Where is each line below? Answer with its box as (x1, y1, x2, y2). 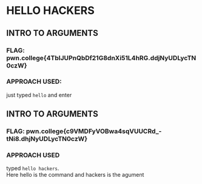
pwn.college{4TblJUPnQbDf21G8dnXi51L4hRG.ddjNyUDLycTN (6, 53, 197, 62)
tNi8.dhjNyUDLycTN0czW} (6, 135, 88, 143)
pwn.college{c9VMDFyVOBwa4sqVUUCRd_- (25, 127, 162, 135)
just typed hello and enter (6, 91, 72, 98)
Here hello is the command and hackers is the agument (6, 171, 144, 179)
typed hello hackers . (6, 165, 59, 172)
